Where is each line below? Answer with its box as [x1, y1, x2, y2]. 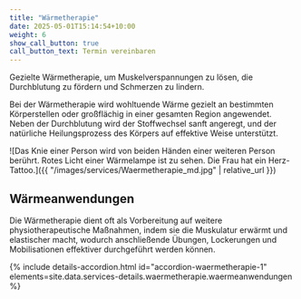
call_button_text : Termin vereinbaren [9, 47, 156, 56]
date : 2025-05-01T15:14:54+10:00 [9, 22, 136, 31]
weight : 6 [9, 30, 47, 39]
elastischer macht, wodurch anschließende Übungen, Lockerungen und [9, 234, 277, 245]
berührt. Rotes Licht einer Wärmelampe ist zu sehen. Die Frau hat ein [9, 155, 267, 166]
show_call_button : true [9, 38, 100, 48]
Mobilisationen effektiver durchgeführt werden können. [9, 244, 216, 255]
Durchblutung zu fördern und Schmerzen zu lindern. [9, 82, 205, 92]
